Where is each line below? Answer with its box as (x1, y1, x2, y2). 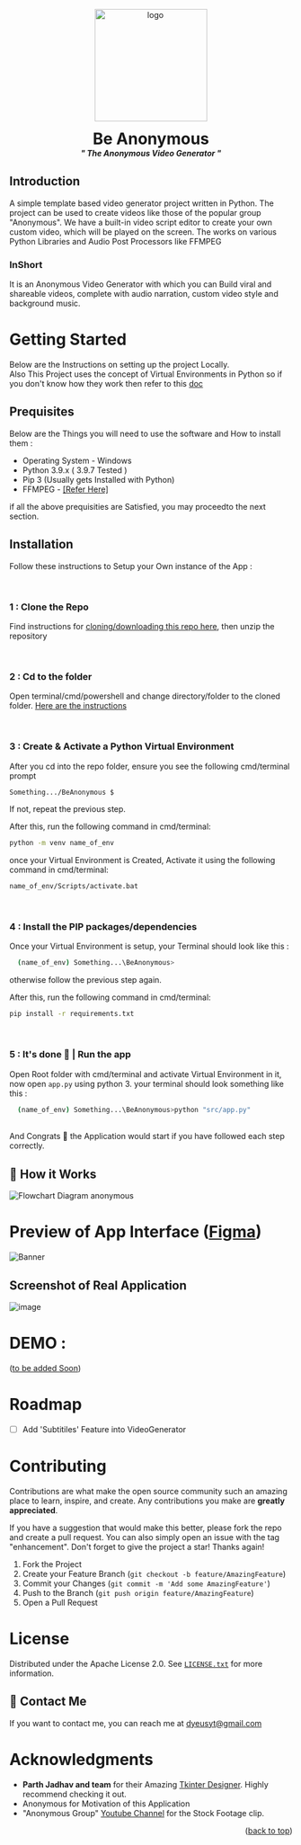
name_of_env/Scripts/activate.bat (9, 882, 139, 891)
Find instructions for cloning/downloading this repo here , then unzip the (9, 620, 276, 631)
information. (9, 1668, 55, 1679)
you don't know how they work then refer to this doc (9, 379, 204, 389)
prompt (9, 770, 37, 781)
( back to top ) (244, 1825, 293, 1836)
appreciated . (9, 1504, 58, 1515)
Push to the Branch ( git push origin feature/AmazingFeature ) (22, 1587, 254, 1598)
